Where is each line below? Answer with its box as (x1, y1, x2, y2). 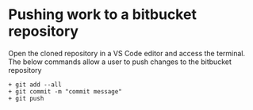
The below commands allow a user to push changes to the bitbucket (8, 57, 232, 66)
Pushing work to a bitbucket (8, 6, 197, 24)
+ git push (8, 94, 44, 102)
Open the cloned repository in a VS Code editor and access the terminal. (8, 48, 246, 58)
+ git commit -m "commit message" (8, 87, 123, 96)
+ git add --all (8, 81, 62, 89)
